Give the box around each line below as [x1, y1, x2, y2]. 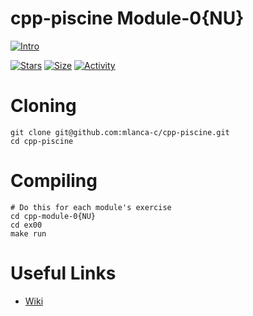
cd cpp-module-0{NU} [10, 211, 97, 221]
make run [10, 228, 47, 239]
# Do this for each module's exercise [10, 202, 172, 212]
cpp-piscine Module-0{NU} [10, 7, 245, 30]
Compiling [10, 170, 98, 192]
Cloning [10, 95, 77, 117]
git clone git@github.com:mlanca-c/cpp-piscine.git [10, 127, 230, 137]
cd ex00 [10, 220, 43, 230]
